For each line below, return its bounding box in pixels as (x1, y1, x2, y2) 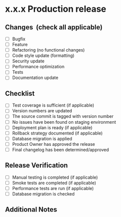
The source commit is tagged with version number (12, 113, 114, 119)
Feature (12, 42, 28, 48)
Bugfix (12, 36, 26, 42)
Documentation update (12, 75, 59, 81)
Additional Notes (5, 205, 58, 214)
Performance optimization (12, 64, 65, 70)
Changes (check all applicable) (5, 23, 103, 31)
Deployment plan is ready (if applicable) (12, 124, 93, 131)
